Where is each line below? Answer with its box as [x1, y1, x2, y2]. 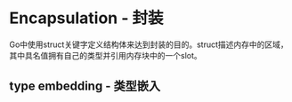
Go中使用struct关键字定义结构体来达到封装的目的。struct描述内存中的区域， [9, 39, 289, 50]
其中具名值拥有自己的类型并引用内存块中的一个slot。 [9, 50, 202, 60]
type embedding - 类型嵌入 [9, 79, 161, 94]
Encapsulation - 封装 [9, 8, 164, 28]
